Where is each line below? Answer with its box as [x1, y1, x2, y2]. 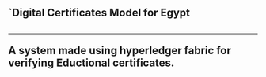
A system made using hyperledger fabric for [8, 43, 231, 57]
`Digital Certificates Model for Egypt [8, 6, 190, 20]
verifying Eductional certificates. [8, 56, 175, 69]
